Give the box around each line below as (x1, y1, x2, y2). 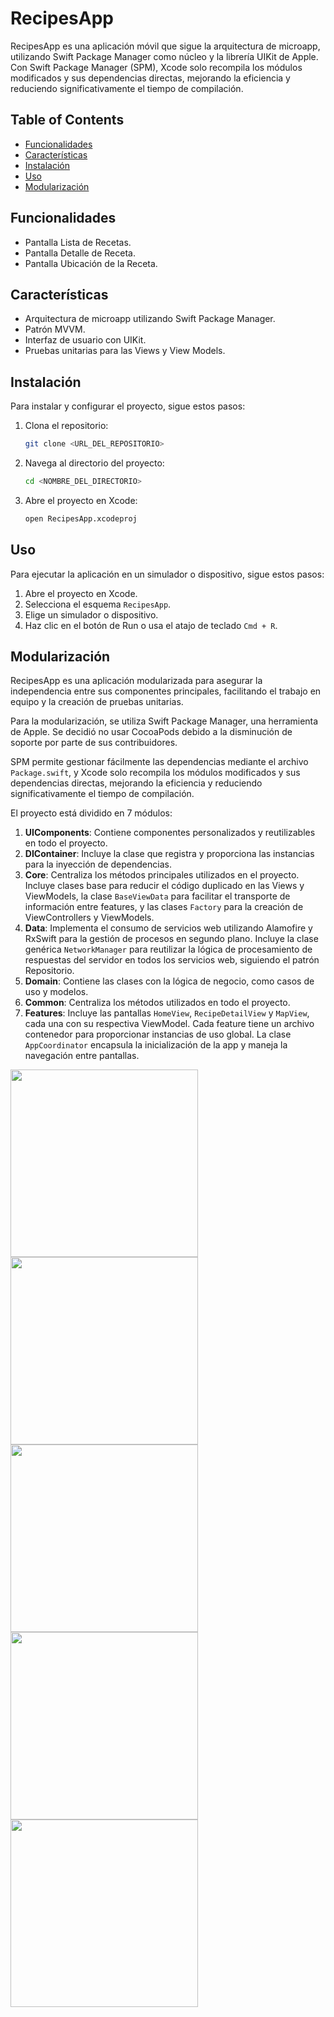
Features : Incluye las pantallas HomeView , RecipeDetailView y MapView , (24, 1007, 310, 1019)
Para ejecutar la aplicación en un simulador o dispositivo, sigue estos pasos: (10, 568, 325, 580)
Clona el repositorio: (24, 420, 109, 432)
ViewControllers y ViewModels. (24, 912, 155, 924)
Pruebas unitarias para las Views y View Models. (24, 345, 226, 357)
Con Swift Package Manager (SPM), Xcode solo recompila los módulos (10, 61, 303, 73)
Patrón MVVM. (24, 323, 86, 336)
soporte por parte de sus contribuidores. (10, 737, 178, 749)
